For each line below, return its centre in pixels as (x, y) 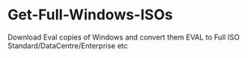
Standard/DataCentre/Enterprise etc (68, 45)
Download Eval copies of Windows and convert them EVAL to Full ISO (124, 37)
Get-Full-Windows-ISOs (90, 15)
